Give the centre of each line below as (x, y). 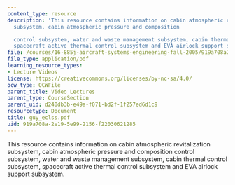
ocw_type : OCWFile (34, 85)
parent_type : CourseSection (48, 98)
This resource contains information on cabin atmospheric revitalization (109, 144)
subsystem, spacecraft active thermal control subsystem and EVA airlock (113, 166)
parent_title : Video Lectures (51, 92)
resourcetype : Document (42, 111)
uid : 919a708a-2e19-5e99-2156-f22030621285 (72, 124)
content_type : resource (42, 14)
